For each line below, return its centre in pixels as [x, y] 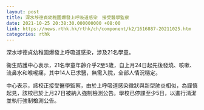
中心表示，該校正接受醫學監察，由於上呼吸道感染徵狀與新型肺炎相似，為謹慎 [102, 86]
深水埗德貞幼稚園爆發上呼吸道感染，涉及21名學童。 [70, 53]
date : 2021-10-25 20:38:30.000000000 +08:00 [63, 23]
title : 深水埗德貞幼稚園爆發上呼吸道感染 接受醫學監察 [68, 18]
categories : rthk [28, 34]
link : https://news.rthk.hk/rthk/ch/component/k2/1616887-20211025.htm [99, 29]
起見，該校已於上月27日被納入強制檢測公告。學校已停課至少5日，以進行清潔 [101, 93]
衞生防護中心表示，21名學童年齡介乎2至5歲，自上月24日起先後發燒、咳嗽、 [101, 65]
